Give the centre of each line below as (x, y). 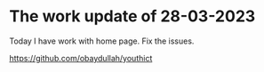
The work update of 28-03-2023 (132, 16)
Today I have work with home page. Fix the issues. (102, 41)
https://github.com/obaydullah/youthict (81, 58)
